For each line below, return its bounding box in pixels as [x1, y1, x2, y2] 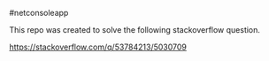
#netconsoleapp [9, 8, 69, 18]
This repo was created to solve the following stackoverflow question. [9, 25, 261, 34]
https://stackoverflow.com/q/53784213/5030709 [9, 42, 188, 52]
